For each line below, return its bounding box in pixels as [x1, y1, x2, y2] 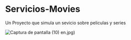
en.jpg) [60, 29, 75, 35]
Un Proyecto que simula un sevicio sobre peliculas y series [5, 20, 126, 26]
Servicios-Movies [5, 3, 81, 15]
